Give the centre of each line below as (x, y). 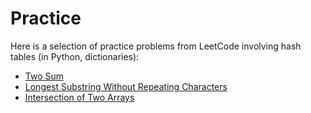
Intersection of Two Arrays (79, 97)
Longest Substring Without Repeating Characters (126, 86)
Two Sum (44, 76)
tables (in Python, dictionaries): (75, 56)
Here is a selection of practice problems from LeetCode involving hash (156, 46)
